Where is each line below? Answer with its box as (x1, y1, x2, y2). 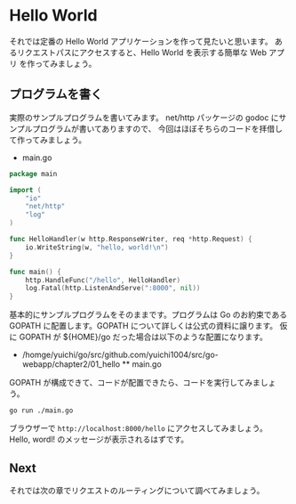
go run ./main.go (9, 406, 74, 415)
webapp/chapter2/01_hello (21, 359, 121, 370)
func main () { (9, 267, 62, 276)
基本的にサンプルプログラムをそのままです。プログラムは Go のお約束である (9, 309, 287, 321)
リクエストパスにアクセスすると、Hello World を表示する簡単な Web (16, 46, 268, 58)
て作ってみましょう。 (9, 134, 87, 145)
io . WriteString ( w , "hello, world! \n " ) (25, 242, 169, 252)
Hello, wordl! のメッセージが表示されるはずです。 (9, 434, 189, 445)
